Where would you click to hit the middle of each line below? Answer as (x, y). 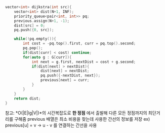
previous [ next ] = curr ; (65, 80)
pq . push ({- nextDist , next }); (70, 76)
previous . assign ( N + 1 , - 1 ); (42, 21)
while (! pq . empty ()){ (35, 39)
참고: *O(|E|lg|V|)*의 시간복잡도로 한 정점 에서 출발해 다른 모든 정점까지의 (76, 113)
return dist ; (27, 99)
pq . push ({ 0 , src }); (34, 30)
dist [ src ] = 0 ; (30, 25)
